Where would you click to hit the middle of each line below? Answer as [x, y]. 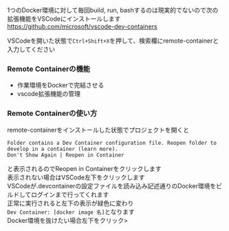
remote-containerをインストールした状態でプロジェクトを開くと [98, 130]
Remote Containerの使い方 [52, 114]
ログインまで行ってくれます [70, 194]
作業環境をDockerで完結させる [61, 86]
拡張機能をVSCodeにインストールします [64, 19]
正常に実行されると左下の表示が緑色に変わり [70, 203]
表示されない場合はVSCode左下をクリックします [76, 177]
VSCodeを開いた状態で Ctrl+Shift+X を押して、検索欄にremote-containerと [113, 41]
